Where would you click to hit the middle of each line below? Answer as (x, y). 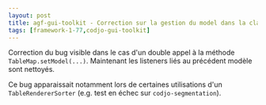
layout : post (30, 15)
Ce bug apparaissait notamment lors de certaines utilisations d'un (116, 84)
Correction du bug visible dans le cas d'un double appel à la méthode (122, 53)
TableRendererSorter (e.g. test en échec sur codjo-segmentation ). (115, 93)
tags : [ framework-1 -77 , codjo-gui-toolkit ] (79, 30)
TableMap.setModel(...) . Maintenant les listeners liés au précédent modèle (130, 61)
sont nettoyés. (32, 69)
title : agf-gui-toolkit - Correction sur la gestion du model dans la (127, 23)
